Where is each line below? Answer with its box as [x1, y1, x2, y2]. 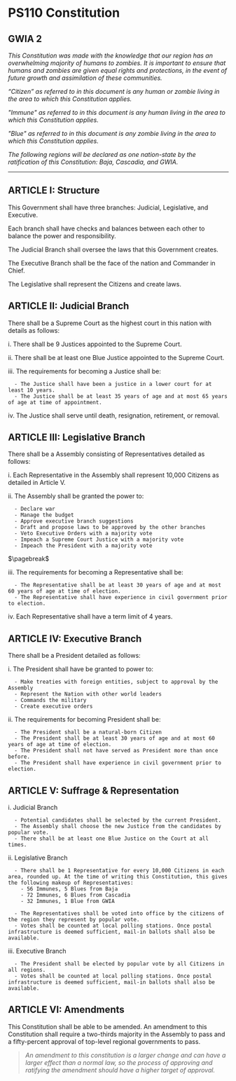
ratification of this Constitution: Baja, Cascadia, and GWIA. [8, 158, 179, 166]
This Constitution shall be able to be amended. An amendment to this [8, 1022, 207, 1031]
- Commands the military [14, 697, 87, 704]
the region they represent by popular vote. [8, 916, 140, 923]
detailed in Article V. [8, 478, 66, 487]
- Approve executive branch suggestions [14, 518, 134, 525]
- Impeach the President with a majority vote [14, 542, 153, 549]
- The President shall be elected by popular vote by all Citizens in [14, 960, 225, 968]
